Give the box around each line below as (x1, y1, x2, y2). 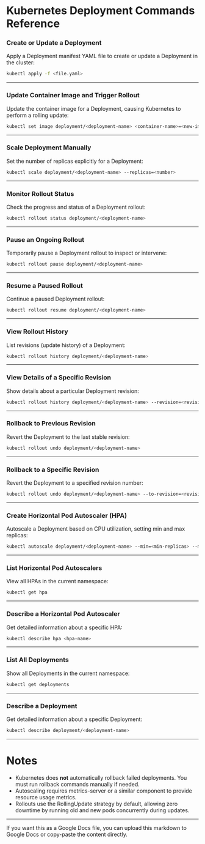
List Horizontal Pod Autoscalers (6, 564, 103, 572)
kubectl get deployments (6, 681, 70, 687)
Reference (6, 17, 60, 31)
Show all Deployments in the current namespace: (6, 670, 130, 677)
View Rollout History (6, 327, 68, 336)
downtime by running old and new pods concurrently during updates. (15, 806, 190, 814)
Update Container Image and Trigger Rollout (6, 91, 140, 100)
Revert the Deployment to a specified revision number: (6, 479, 143, 487)
